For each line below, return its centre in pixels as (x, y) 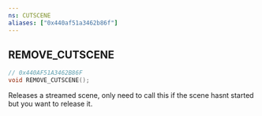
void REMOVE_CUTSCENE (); (49, 80)
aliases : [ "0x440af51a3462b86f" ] (63, 23)
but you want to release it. (51, 104)
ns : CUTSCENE (30, 15)
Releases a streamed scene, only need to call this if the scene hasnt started (131, 95)
